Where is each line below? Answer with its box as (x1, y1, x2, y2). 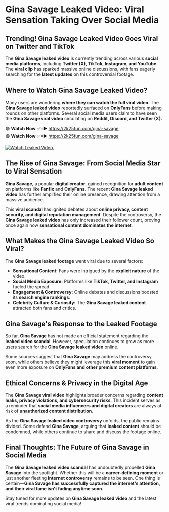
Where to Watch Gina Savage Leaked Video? (5, 86, 148, 95)
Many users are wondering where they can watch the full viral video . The (5, 99, 159, 105)
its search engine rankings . (12, 294, 70, 300)
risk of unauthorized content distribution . (5, 408, 93, 414)
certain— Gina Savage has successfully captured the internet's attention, (5, 480, 160, 486)
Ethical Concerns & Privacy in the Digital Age (5, 379, 148, 387)
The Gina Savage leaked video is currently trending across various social (5, 55, 158, 61)
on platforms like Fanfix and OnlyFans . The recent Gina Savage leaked (5, 186, 153, 192)
